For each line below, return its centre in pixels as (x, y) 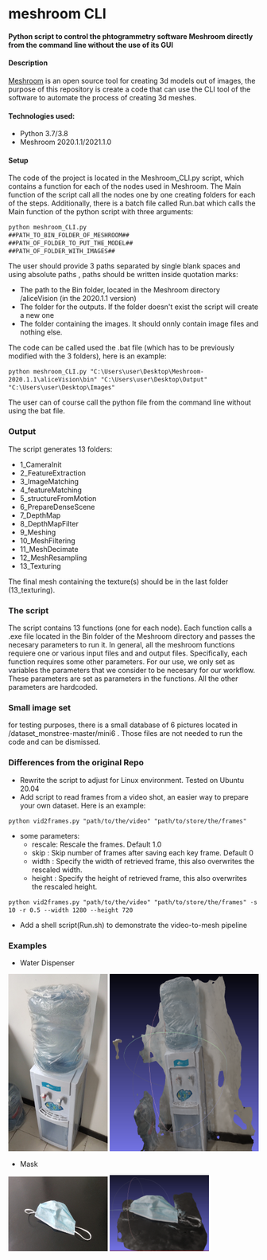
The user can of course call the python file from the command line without (130, 402)
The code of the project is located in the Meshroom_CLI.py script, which (126, 178)
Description (28, 63)
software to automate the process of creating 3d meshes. (103, 97)
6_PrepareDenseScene (57, 507)
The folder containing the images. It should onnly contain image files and (139, 324)
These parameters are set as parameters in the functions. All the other (123, 679)
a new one (37, 315)
